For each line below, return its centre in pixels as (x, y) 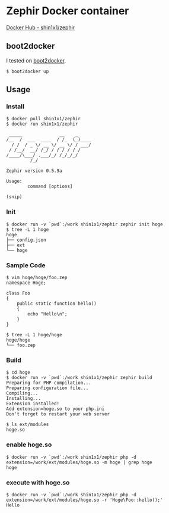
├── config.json (26, 240)
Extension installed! (33, 404)
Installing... (24, 399)
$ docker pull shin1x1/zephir (44, 119)
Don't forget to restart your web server (58, 414)
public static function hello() (57, 304)
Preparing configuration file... (47, 388)
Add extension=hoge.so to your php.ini (55, 409)
